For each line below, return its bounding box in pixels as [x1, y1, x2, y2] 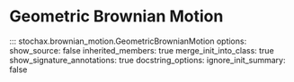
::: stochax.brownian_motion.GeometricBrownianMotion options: [9, 36, 247, 46]
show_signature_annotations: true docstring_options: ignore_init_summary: [9, 54, 286, 65]
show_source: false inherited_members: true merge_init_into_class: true [9, 45, 274, 55]
